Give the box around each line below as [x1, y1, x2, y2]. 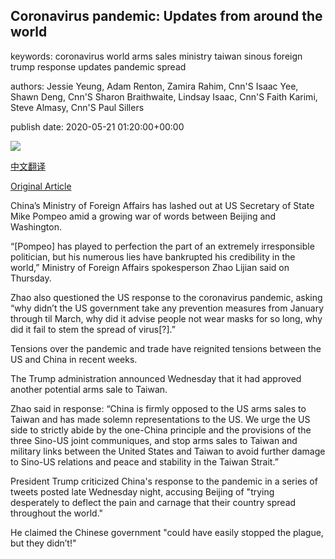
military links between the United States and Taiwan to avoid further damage [10, 445, 326, 457]
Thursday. [10, 272, 52, 284]
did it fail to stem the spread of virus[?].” [10, 323, 177, 335]
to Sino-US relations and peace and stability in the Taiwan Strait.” [10, 455, 279, 468]
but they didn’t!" [10, 537, 77, 549]
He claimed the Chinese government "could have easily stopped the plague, [10, 526, 324, 538]
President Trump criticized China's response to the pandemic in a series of [10, 475, 318, 487]
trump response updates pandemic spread [10, 60, 187, 73]
